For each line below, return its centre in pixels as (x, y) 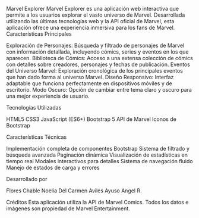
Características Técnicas (37, 137)
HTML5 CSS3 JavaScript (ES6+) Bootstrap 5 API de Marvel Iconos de (91, 119)
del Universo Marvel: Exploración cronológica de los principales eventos (94, 71)
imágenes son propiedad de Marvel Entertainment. (68, 208)
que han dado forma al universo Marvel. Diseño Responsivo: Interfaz (90, 77)
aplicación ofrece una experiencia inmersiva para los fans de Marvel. (91, 27)
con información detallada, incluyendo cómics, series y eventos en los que (97, 52)
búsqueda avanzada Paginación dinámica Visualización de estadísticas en (97, 155)
